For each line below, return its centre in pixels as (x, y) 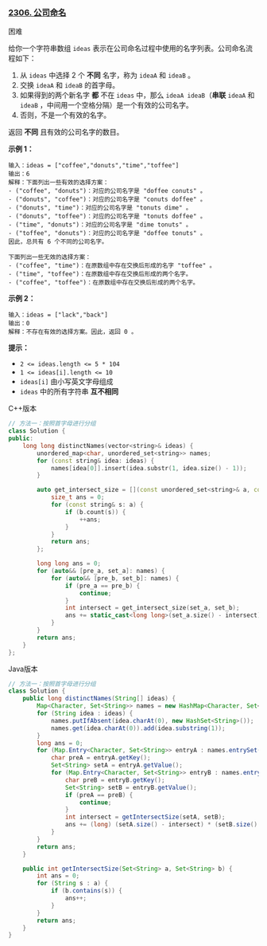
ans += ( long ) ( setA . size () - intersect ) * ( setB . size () (161, 825)
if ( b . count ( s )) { (95, 512)
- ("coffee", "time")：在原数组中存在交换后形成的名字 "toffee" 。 (112, 266)
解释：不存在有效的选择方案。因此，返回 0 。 (73, 332)
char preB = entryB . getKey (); (115, 780)
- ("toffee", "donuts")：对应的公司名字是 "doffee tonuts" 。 (107, 234)
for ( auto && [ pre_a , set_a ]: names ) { (101, 571)
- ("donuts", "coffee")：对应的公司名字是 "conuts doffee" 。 (107, 200)
